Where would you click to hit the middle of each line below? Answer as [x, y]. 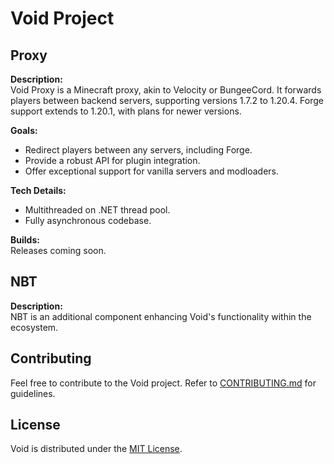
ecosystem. [34, 327]
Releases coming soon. [58, 250]
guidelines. [33, 393]
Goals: [24, 130]
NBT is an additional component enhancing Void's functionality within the [161, 316]
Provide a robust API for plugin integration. [112, 160]
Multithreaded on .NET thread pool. [97, 210]
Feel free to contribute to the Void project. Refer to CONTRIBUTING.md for [163, 383]
